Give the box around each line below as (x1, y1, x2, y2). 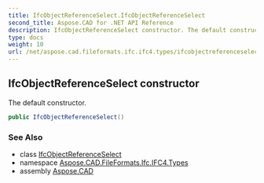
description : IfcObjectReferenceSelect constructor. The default (8, 26, 226, 34)
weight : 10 (8, 41, 44, 49)
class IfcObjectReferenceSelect (19, 149, 122, 159)
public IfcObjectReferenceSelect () (8, 113, 125, 121)
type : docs (8, 33, 44, 42)
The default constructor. (8, 97, 86, 107)
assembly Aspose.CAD (19, 166, 94, 175)
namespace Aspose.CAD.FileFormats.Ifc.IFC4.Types (19, 158, 189, 167)
